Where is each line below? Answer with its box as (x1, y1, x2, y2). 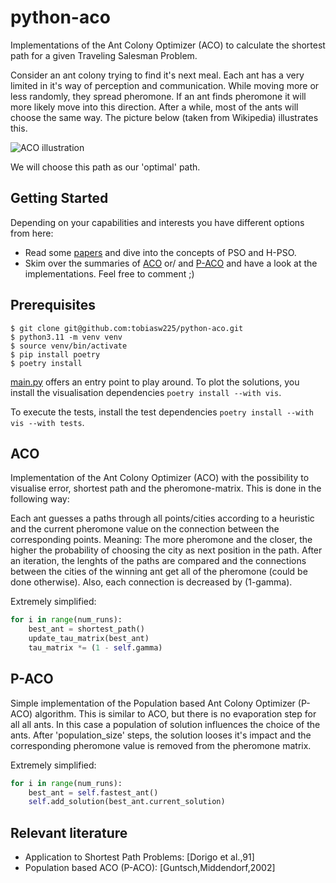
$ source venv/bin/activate (10, 341, 128, 351)
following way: (10, 493, 70, 505)
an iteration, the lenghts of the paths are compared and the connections (10, 555, 307, 567)
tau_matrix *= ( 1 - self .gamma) (28, 643, 163, 653)
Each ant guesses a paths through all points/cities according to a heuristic (10, 512, 315, 525)
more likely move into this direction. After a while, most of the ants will (10, 101, 299, 113)
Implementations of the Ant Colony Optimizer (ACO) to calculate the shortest (10, 39, 326, 51)
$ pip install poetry (10, 349, 101, 360)
